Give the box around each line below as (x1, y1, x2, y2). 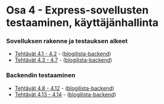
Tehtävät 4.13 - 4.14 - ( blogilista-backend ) (14, 90, 116, 98)
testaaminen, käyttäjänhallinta (6, 16, 159, 29)
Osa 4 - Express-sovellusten (6, 4, 149, 17)
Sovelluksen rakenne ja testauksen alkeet (6, 37, 128, 45)
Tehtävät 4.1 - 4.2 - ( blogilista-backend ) (14, 51, 111, 58)
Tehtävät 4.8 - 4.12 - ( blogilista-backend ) (14, 85, 114, 92)
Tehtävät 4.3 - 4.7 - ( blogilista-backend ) (14, 56, 113, 63)
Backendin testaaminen (6, 71, 76, 79)
